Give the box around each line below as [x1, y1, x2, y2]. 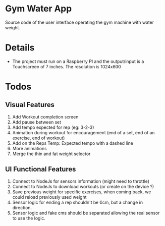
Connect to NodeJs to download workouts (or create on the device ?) [12, 183, 154, 189]
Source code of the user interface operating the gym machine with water [5, 19, 154, 25]
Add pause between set [12, 119, 61, 125]
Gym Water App [5, 3, 72, 14]
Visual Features [5, 101, 55, 109]
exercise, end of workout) [12, 135, 65, 141]
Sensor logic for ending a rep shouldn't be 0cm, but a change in [12, 199, 143, 205]
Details [5, 42, 35, 54]
